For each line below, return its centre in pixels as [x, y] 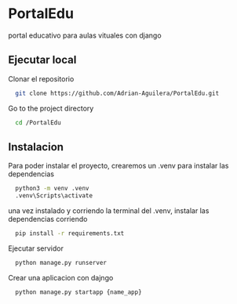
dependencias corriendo [48, 219]
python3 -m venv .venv [52, 189]
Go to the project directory [51, 108]
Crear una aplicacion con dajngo [61, 277]
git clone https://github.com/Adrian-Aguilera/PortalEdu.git [117, 93]
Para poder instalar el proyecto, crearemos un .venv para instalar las [118, 166]
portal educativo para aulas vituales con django [85, 35]
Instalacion [36, 147]
